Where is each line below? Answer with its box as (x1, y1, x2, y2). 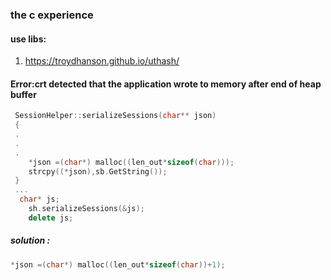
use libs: (10, 33, 47, 45)
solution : (10, 234, 51, 247)
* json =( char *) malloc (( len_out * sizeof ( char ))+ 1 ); (10, 259, 226, 270)
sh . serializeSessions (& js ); (28, 204, 145, 214)
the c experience (10, 8, 94, 22)
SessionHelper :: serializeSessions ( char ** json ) (14, 111, 217, 121)
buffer (10, 88, 37, 100)
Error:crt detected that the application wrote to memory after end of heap (10, 78, 322, 90)
